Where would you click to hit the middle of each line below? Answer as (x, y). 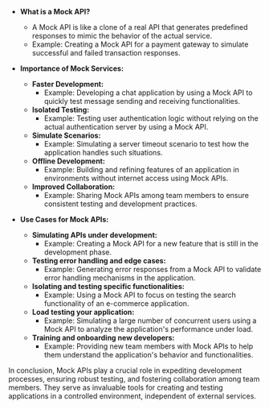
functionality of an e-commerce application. (116, 304)
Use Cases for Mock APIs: (64, 219)
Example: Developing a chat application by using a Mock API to (148, 93)
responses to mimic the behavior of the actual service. (122, 36)
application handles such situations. (103, 153)
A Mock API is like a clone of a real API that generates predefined (140, 27)
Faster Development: (68, 84)
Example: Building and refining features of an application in (141, 169)
